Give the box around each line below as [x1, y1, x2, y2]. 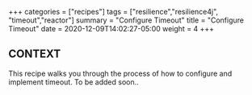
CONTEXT [8, 47, 61, 61]
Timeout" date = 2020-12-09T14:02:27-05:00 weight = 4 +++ [8, 24, 215, 33]
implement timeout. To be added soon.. [8, 76, 139, 87]
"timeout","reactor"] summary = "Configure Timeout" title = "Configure [8, 15, 245, 25]
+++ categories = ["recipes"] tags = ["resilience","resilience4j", [8, 7, 219, 16]
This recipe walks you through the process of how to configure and [8, 68, 233, 78]
